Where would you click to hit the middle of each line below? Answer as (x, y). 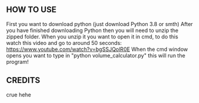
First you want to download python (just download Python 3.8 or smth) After (99, 24)
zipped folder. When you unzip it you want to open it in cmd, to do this (92, 36)
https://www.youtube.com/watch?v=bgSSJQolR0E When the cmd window (97, 49)
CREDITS (23, 80)
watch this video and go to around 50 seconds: (64, 43)
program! (18, 62)
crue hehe (19, 95)
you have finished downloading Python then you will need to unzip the (92, 30)
